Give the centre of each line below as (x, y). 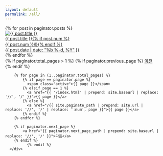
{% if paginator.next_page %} (45, 127)
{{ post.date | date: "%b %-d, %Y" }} (42, 50)
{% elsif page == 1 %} (46, 88)
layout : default (22, 10)
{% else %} (34, 101)
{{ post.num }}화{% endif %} (34, 44)
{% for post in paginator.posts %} (39, 28)
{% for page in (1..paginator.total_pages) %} (62, 75)
